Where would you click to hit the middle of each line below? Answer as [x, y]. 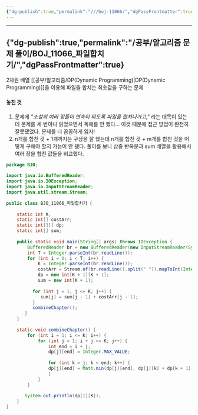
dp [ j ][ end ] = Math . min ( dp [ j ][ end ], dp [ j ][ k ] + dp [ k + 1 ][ [121, 369]
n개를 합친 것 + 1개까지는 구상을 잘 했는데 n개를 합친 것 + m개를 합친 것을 [99, 139]
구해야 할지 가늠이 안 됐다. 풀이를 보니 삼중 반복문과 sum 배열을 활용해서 [108, 146]
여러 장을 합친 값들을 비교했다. [49, 153]
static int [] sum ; [39, 231]
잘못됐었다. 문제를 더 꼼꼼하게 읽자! [55, 131]
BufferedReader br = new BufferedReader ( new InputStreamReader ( [108, 247]
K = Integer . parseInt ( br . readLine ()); [85, 264]
